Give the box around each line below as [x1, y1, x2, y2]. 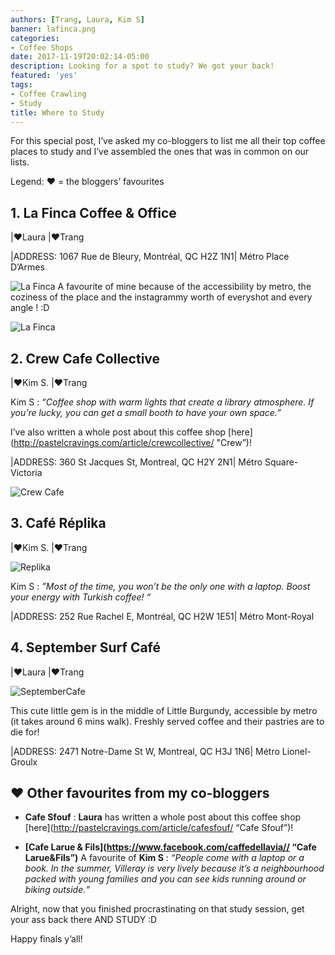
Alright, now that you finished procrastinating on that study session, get [10, 903, 305, 915]
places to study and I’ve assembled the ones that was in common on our [10, 146, 310, 158]
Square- [264, 456, 299, 468]
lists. [10, 156, 30, 168]
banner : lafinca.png [10, 24, 97, 34]
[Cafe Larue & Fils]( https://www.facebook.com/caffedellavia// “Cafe [24, 841, 317, 853]
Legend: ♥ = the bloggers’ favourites [10, 176, 165, 188]
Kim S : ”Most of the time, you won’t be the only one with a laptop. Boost [10, 580, 311, 592]
